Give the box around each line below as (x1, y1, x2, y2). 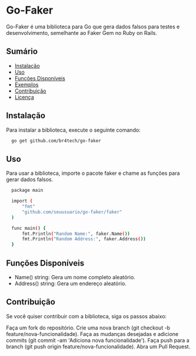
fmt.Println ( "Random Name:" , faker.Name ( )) (21, 231, 131, 237)
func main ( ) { (11, 225, 46, 231)
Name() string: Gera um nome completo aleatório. (14, 273, 135, 280)
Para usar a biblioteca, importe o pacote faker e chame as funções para (6, 169, 180, 177)
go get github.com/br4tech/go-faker (11, 138, 101, 143)
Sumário (6, 47, 38, 57)
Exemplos (14, 81, 39, 88)
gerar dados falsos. (6, 176, 54, 183)
